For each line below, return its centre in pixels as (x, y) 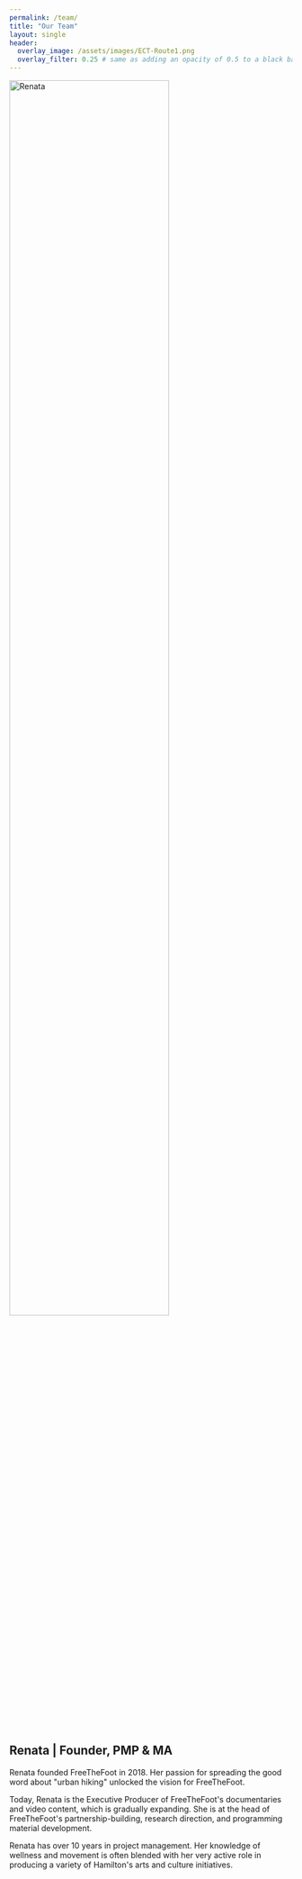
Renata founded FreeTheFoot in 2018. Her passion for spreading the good (146, 1772)
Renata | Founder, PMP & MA (91, 1751)
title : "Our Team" (44, 26)
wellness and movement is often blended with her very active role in (136, 1855)
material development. (51, 1828)
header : (24, 43)
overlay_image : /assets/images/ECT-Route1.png (106, 51)
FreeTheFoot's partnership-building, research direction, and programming (146, 1818)
